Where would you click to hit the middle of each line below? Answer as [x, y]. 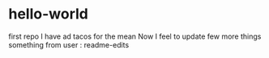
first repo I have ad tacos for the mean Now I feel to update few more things [135, 36]
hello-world [49, 14]
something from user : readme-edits [69, 44]
